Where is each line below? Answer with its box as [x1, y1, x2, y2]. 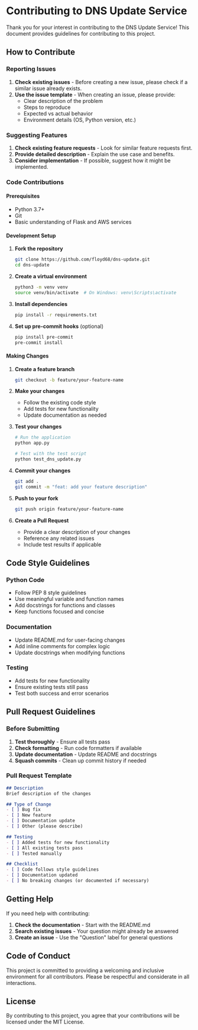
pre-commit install [14, 339, 63, 346]
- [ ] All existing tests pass [6, 845, 83, 851]
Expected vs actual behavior [23, 110, 93, 117]
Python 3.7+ [14, 206, 45, 213]
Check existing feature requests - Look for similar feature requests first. [14, 144, 193, 152]
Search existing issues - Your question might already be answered [14, 928, 179, 935]
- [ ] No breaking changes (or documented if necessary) [6, 878, 150, 884]
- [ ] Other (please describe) [6, 823, 83, 829]
